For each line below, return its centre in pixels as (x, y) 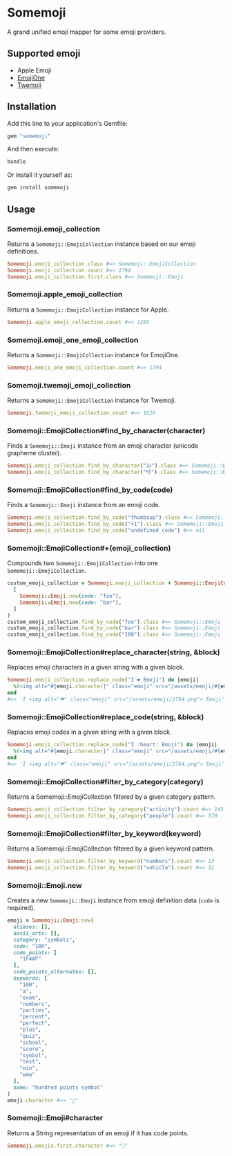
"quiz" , (30, 1036)
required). (21, 908)
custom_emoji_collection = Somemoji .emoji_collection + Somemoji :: (106, 583)
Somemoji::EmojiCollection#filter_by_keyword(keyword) (104, 833)
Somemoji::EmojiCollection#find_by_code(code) (90, 490)
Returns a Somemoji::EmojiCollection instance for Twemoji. (91, 400)
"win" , (29, 1068)
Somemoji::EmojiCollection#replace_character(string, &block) (114, 652)
